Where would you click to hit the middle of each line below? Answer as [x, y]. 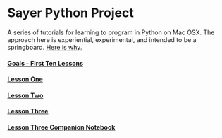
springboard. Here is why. [45, 47]
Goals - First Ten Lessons [45, 63]
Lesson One [25, 79]
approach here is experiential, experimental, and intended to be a [102, 39]
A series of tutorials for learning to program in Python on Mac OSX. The [111, 32]
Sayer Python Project [70, 13]
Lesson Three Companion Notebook [61, 127]
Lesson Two [25, 95]
